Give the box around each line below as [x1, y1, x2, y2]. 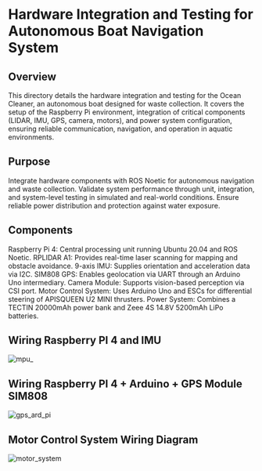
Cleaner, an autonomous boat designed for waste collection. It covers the [8, 100, 245, 108]
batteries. [8, 311, 39, 321]
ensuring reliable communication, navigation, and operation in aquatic [8, 124, 233, 133]
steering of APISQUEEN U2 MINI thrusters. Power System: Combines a [8, 294, 236, 303]
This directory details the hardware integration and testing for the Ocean [8, 91, 242, 100]
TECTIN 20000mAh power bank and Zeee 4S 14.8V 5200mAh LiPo [8, 303, 224, 312]
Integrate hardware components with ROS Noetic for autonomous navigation [8, 176, 255, 185]
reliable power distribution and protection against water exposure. [8, 201, 221, 210]
